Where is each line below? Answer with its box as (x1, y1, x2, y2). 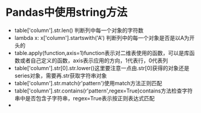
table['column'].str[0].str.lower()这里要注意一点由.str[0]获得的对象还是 (14, 64, 189, 71)
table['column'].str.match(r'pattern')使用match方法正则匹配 (14, 79, 162, 86)
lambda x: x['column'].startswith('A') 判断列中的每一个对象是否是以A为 (14, 34, 190, 41)
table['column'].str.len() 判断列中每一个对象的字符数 (14, 27, 143, 34)
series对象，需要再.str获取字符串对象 (14, 72, 107, 79)
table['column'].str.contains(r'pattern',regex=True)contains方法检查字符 (14, 87, 193, 94)
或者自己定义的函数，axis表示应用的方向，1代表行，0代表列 (19, 57, 168, 64)
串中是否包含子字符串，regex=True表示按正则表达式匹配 (14, 94, 155, 102)
